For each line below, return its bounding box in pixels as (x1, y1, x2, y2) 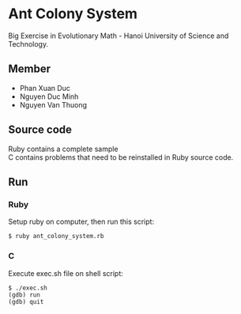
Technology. (8, 39, 49, 48)
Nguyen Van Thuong (19, 100, 88, 109)
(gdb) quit (8, 297, 44, 305)
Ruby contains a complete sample (8, 144, 119, 153)
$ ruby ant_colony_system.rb (8, 233, 104, 240)
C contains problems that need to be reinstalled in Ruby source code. (8, 152, 234, 162)
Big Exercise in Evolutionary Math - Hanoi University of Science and (8, 31, 229, 40)
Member (8, 62, 51, 76)
